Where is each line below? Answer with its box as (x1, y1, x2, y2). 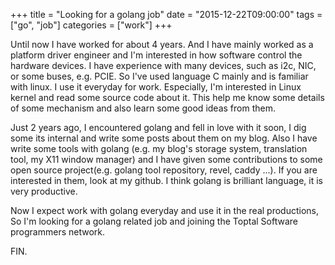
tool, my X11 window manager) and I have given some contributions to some (10, 154, 323, 165)
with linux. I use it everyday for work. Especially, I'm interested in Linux (10, 81, 302, 93)
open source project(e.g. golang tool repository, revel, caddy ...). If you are (10, 164, 318, 176)
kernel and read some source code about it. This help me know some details (10, 92, 325, 103)
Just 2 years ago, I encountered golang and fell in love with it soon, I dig (10, 122, 307, 133)
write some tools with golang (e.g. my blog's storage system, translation (10, 143, 308, 154)
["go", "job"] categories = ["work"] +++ (10, 19, 173, 31)
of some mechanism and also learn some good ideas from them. (10, 102, 276, 114)
